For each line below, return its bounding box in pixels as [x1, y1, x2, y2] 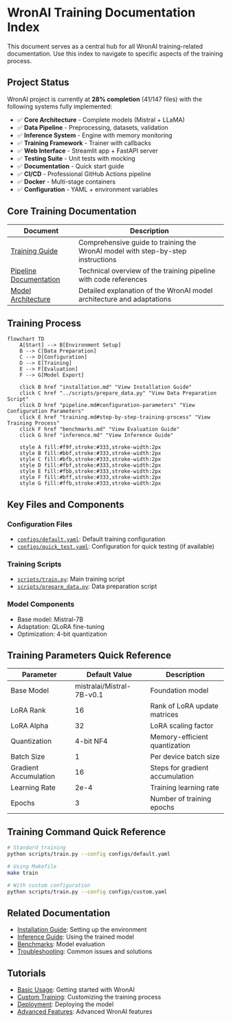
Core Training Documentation [7, 205, 137, 217]
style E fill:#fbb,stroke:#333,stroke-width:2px [19, 468, 162, 475]
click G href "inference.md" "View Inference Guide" [19, 432, 174, 439]
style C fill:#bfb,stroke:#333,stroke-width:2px [19, 456, 162, 463]
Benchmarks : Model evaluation [16, 940, 105, 948]
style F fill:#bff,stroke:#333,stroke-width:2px [19, 474, 162, 481]
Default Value [86, 670, 133, 680]
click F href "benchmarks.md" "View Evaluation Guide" [19, 426, 180, 433]
